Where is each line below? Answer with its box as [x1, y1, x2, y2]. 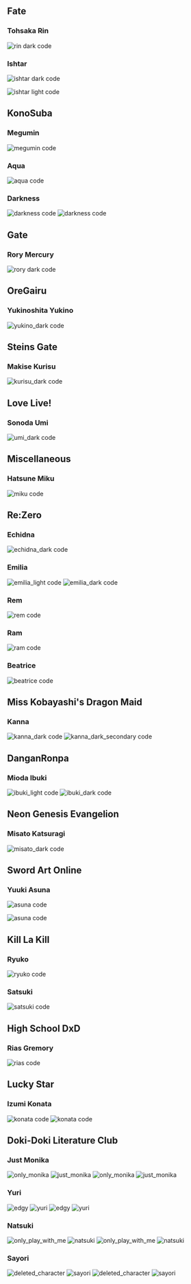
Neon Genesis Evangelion [7, 808, 120, 820]
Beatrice [7, 661, 36, 670]
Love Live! [7, 397, 52, 409]
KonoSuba [7, 108, 53, 119]
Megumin [7, 128, 40, 138]
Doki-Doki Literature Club [7, 1135, 118, 1147]
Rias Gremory [7, 1043, 53, 1053]
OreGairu [7, 285, 47, 297]
